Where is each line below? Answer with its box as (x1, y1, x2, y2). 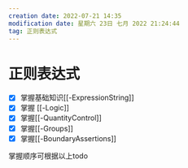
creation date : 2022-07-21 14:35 (8, 11, 122, 20)
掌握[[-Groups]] (20, 123, 73, 133)
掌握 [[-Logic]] (20, 103, 69, 113)
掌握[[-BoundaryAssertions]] (20, 133, 116, 143)
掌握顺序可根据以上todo (8, 151, 88, 161)
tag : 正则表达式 (8, 27, 58, 35)
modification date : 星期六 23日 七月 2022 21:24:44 (8, 19, 181, 28)
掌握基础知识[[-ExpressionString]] (20, 93, 134, 102)
